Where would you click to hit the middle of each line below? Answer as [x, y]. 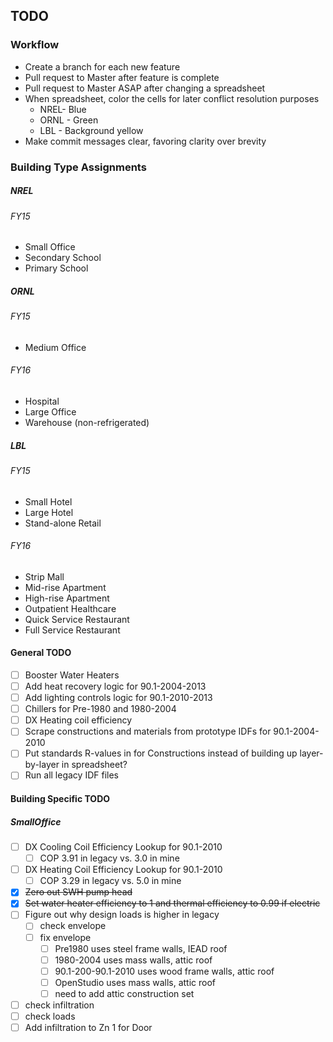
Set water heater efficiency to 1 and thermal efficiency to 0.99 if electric [172, 903]
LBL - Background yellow [91, 130]
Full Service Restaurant [72, 630]
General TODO [41, 653]
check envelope [73, 926]
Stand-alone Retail [63, 523]
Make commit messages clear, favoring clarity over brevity [145, 141]
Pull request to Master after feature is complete [122, 77]
